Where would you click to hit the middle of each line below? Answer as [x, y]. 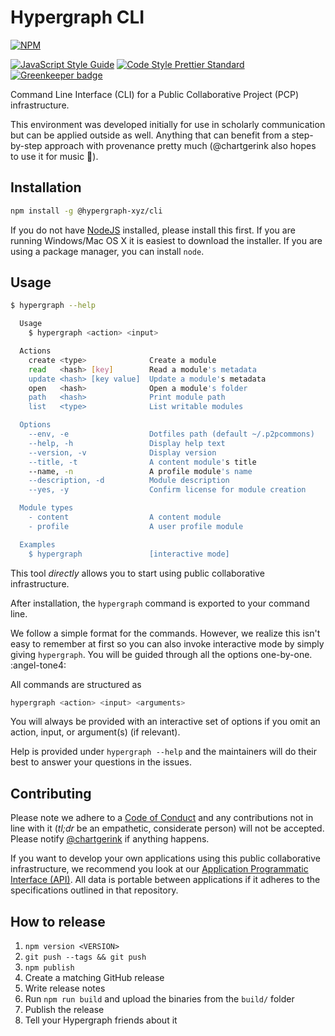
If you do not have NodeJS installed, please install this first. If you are [153, 230]
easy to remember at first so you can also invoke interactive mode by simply [167, 643]
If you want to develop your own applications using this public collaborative [165, 858]
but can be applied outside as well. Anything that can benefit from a [150, 135]
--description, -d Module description [129, 481]
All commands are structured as [76, 684]
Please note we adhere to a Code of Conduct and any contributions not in [162, 818]
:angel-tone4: [38, 665]
